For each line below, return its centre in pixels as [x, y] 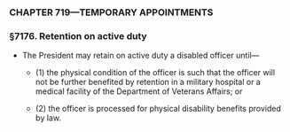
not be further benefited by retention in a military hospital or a [148, 82]
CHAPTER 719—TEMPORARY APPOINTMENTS [111, 12]
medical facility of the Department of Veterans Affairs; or [139, 91]
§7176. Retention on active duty [78, 35]
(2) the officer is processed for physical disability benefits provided [158, 109]
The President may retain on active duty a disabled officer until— [141, 56]
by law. [48, 118]
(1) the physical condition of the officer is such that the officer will [155, 73]
